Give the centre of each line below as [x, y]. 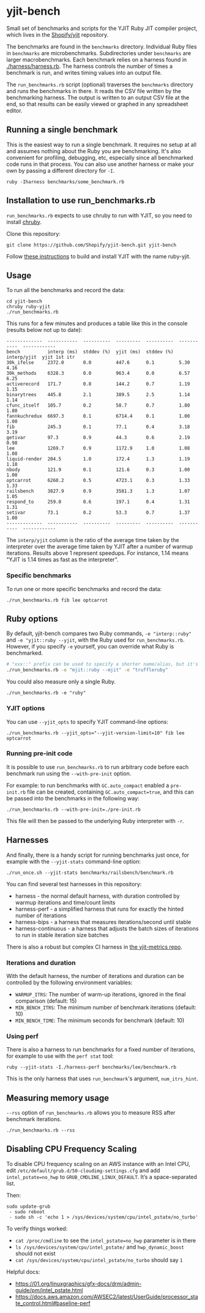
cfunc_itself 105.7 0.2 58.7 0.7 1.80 [98, 405]
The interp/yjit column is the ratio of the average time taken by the [93, 540]
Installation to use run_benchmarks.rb [81, 201]
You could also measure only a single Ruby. [61, 682]
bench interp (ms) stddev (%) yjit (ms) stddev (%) [90, 352]
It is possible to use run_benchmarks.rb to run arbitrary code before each [97, 767]
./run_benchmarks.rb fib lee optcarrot [57, 600]
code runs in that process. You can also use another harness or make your [100, 164]
